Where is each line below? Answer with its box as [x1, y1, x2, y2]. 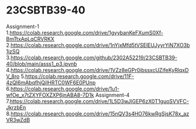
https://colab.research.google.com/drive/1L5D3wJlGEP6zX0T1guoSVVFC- [9, 97, 189, 104]
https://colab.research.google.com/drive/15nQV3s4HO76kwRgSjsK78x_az [11, 110, 190, 117]
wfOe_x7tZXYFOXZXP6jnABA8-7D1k [6, 91, 95, 99]
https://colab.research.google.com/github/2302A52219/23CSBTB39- [11, 54, 177, 61]
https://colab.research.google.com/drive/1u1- [11, 85, 120, 92]
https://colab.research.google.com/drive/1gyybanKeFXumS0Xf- [9, 29, 164, 36]
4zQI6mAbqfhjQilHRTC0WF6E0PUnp [6, 79, 96, 86]
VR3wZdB [6, 116, 30, 123]
